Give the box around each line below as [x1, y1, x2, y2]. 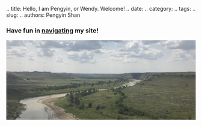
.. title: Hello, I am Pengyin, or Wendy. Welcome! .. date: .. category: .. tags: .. [6, 5, 196, 12]
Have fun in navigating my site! [6, 26, 99, 35]
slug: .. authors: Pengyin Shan [6, 11, 81, 19]
